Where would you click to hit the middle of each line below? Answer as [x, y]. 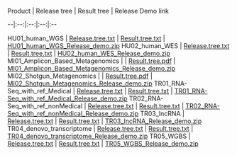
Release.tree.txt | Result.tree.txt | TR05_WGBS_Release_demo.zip [103, 144]
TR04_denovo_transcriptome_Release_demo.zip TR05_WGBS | [99, 136]
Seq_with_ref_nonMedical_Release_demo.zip [73, 114]
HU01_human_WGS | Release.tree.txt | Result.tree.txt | [86, 38]
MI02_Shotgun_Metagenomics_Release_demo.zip [80, 84]
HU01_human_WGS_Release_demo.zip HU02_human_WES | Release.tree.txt [118, 46]
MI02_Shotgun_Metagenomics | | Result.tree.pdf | [80, 76]
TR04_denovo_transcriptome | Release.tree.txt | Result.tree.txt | [100, 128]
